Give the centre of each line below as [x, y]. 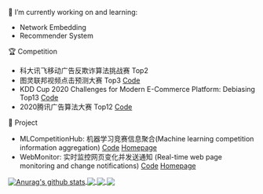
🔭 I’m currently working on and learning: [73, 12]
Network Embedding [53, 27]
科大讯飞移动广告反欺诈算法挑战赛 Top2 [84, 70]
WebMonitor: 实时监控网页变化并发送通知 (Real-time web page [121, 157]
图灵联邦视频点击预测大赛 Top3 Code [80, 80]
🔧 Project [23, 123]
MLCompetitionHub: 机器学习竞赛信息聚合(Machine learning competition [137, 139]
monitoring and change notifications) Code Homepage [108, 166]
